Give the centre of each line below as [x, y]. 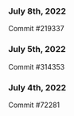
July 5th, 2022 [37, 50]
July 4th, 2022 [37, 87]
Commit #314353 [37, 66]
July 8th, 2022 [37, 11]
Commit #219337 [37, 29]
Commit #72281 [34, 105]
